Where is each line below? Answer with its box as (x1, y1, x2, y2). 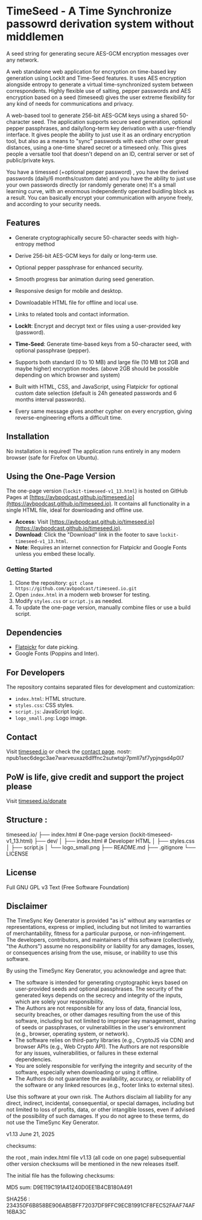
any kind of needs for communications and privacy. (6, 100, 134, 107)
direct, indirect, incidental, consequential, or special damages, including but (6, 1100, 195, 1107)
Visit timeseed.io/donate (6, 797, 67, 804)
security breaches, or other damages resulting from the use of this (14, 1011, 181, 1018)
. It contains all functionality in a (111, 500, 190, 508)
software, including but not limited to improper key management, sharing (14, 1017, 196, 1024)
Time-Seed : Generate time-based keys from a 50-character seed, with (14, 340, 192, 348)
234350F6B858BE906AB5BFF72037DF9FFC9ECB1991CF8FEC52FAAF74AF (6, 1202, 195, 1209)
